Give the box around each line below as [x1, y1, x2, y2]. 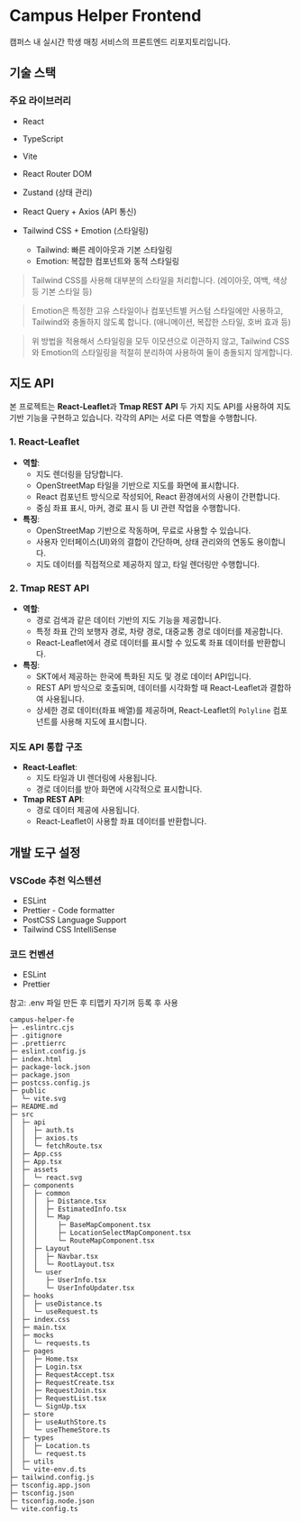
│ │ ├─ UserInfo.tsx [9, 1276, 106, 1285]
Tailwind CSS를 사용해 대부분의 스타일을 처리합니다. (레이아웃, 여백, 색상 [31, 274, 288, 285]
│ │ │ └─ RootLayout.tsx [9, 1260, 115, 1270]
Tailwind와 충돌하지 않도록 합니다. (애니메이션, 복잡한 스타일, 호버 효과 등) [31, 316, 291, 327]
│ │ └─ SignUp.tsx [9, 1402, 87, 1411]
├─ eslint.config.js [9, 1047, 87, 1056]
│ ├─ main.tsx [9, 1323, 67, 1333]
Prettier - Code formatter [22, 905, 115, 916]
